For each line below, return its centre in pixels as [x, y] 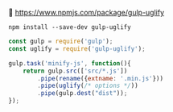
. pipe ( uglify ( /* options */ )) [88, 86]
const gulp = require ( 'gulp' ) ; [61, 41]
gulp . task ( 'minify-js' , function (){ [70, 63]
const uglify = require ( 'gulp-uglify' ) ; [77, 48]
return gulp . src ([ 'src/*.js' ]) [75, 71]
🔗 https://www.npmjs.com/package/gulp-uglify [86, 12]
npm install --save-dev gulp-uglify [70, 27]
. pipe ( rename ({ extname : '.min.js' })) [100, 78]
